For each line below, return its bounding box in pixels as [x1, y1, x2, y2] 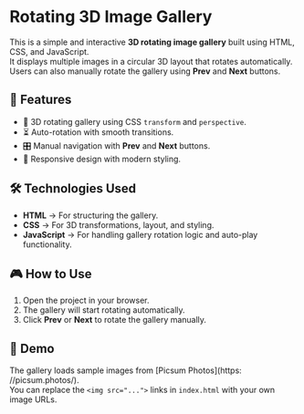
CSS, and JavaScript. [9, 46, 89, 57]
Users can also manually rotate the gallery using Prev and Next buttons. [9, 66, 281, 77]
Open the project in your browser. [22, 295, 150, 306]
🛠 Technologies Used [9, 181, 137, 197]
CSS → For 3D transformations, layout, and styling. [22, 219, 215, 230]
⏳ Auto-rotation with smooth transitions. [22, 126, 174, 138]
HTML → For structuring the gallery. [22, 210, 159, 221]
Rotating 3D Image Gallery [9, 6, 213, 27]
